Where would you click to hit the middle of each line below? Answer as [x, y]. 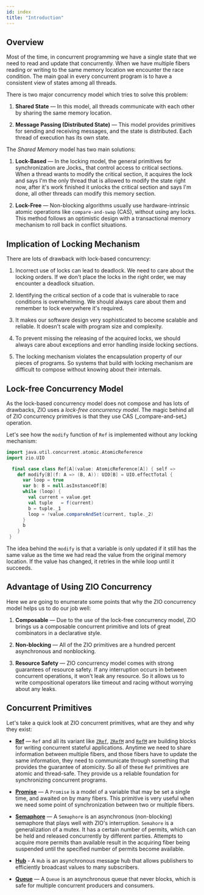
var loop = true [43, 480]
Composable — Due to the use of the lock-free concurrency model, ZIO [105, 620]
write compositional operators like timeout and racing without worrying [104, 682]
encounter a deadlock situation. [55, 283]
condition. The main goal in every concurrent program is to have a [89, 76]
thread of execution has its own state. [62, 138]
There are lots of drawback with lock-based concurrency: [79, 259]
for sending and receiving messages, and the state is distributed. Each [104, 131]
